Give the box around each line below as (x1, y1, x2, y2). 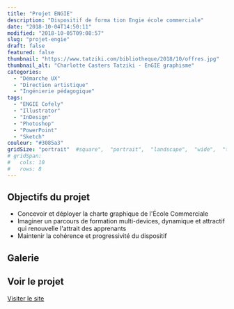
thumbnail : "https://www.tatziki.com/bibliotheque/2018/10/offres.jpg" (7, 56, 219, 63)
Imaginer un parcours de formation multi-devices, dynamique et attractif (17, 217, 225, 225)
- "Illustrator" (13, 107, 61, 114)
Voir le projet (7, 276, 64, 287)
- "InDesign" (13, 113, 52, 120)
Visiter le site (7, 294, 45, 303)
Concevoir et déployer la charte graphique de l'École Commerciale (17, 209, 209, 218)
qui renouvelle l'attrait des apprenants (17, 224, 127, 233)
